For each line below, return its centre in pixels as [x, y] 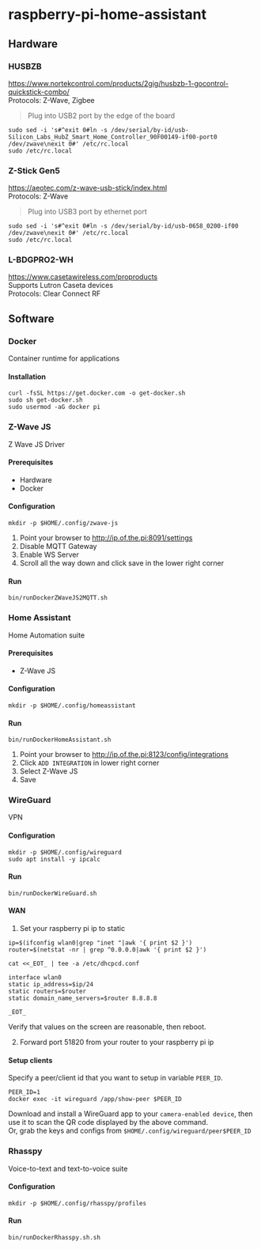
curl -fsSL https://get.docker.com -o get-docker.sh [97, 393]
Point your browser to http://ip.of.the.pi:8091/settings [106, 538]
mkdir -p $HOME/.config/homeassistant [72, 706]
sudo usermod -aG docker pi [55, 407]
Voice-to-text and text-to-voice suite [68, 1168]
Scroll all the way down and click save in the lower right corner [121, 563]
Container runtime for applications [64, 358]
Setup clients [30, 1060]
